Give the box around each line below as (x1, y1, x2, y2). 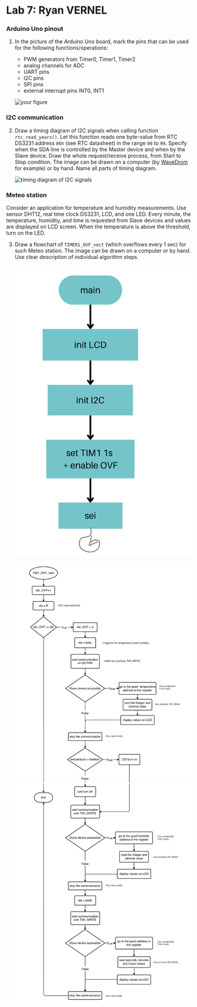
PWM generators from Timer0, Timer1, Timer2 (23, 56, 136, 63)
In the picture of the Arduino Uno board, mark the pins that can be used (14, 38, 189, 45)
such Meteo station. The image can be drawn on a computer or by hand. (14, 247, 191, 254)
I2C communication (6, 114, 64, 122)
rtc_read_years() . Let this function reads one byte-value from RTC (14, 133, 178, 140)
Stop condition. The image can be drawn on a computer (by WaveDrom (14, 158, 188, 166)
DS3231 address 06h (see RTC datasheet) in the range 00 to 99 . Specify (14, 140, 187, 147)
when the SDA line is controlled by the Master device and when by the (14, 145, 186, 153)
